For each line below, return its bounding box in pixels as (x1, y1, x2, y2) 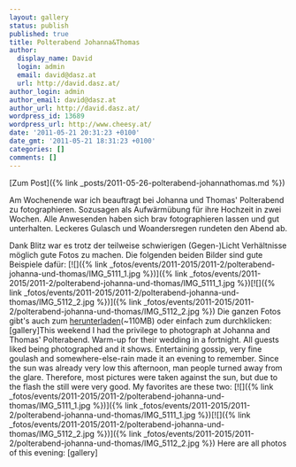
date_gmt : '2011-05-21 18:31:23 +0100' (9, 136, 156, 145)
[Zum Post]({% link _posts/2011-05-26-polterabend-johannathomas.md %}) (9, 177, 285, 188)
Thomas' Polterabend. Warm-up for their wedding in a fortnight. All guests (9, 334, 280, 345)
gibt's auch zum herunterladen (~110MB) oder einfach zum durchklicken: (9, 315, 272, 326)
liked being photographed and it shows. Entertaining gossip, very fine (9, 343, 262, 354)
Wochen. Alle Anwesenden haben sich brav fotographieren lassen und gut (9, 214, 280, 224)
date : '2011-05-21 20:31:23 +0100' (9, 128, 140, 137)
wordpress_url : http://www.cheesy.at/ (9, 121, 152, 129)
